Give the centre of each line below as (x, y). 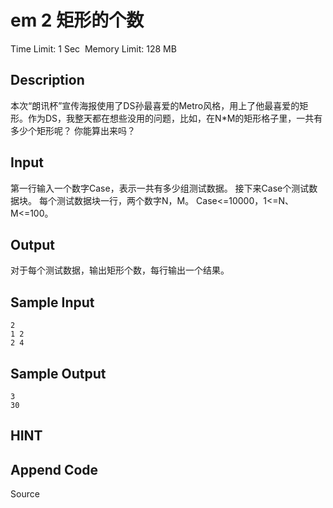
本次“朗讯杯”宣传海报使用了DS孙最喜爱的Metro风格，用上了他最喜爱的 (155, 105)
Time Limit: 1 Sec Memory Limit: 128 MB (93, 48)
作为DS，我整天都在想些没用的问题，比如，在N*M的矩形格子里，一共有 (175, 118)
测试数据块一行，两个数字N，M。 (125, 200)
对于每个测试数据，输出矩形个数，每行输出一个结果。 (120, 270)
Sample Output (58, 373)
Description (47, 80)
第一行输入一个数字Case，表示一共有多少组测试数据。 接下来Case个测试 (160, 188)
